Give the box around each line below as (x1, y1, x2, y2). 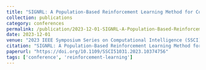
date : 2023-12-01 (6, 32, 51, 38)
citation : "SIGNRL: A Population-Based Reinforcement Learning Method (6, 43, 191, 49)
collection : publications (6, 15, 72, 21)
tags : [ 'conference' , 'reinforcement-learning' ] (6, 54, 133, 60)
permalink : (6, 26, 34, 32)
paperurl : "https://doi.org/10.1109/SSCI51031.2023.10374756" (6, 49, 169, 55)
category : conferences (6, 20, 64, 26)
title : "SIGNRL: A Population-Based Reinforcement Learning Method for (6, 9, 193, 15)
